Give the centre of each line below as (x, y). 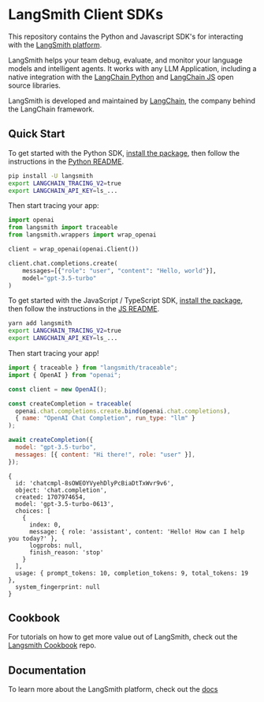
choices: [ (33, 511)
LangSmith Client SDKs (86, 15)
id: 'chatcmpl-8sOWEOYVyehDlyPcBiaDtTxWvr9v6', (95, 483)
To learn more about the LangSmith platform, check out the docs (113, 689)
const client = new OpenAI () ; (58, 389)
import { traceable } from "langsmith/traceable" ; (93, 368)
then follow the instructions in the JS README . (84, 309)
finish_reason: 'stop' (66, 552)
